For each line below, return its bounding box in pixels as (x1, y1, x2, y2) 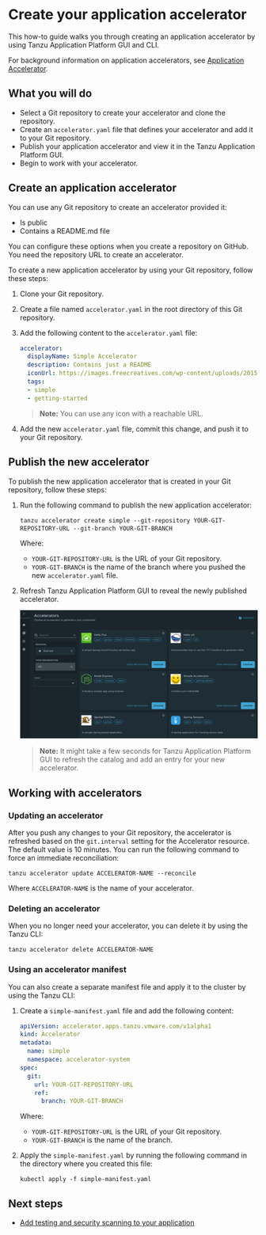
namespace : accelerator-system (27, 1055, 131, 1064)
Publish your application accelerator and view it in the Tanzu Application (19, 141, 256, 151)
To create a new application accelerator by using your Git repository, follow (8, 265, 253, 275)
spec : (19, 1063, 38, 1072)
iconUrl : (27, 370, 56, 378)
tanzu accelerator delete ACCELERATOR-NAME (8, 946, 154, 954)
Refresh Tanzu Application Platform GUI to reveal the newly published (19, 586, 248, 595)
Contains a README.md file (19, 226, 111, 235)
